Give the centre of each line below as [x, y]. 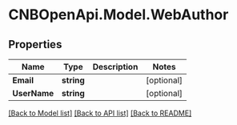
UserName [33, 93]
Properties [35, 44]
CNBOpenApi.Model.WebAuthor [118, 15]
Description [115, 67]
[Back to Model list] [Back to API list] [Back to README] [100, 113]
